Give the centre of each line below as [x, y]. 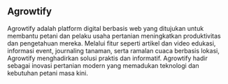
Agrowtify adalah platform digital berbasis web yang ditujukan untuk [106, 28]
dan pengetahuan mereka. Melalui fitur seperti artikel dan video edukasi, [112, 43]
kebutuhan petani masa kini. [48, 73]
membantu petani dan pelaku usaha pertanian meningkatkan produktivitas [114, 36]
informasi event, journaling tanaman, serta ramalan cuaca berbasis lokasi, [114, 50]
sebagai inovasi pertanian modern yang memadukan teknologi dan [103, 65]
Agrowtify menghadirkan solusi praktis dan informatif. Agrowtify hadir [107, 58]
